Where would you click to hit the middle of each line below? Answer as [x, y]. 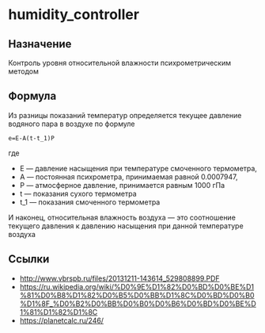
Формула [32, 96]
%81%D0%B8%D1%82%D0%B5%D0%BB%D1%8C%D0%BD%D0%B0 [137, 295]
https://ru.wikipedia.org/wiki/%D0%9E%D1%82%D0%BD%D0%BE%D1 [137, 286]
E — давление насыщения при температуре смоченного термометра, [138, 168]
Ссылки [29, 259]
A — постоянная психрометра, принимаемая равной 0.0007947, [129, 177]
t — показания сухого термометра [78, 193]
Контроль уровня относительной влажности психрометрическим [120, 63]
